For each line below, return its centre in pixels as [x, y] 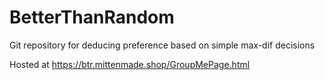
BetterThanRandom [92, 17]
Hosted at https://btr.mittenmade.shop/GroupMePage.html [130, 64]
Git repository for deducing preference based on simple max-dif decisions [162, 45]
